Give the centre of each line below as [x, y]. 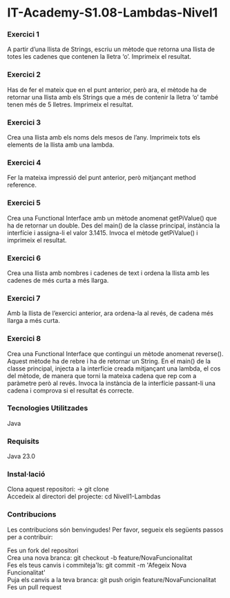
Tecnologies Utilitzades [48, 408]
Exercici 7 [24, 298]
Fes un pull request [35, 587]
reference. [22, 185]
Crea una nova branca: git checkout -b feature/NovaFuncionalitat [100, 557]
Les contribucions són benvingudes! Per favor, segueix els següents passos [115, 530]
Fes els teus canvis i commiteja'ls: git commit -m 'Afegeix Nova [97, 565]
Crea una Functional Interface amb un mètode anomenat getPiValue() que [112, 218]
